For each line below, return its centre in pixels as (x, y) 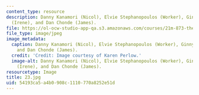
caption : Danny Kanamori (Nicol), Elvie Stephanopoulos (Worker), (95, 45)
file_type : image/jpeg (34, 34)
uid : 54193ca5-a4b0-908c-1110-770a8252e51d (61, 83)
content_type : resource (36, 12)
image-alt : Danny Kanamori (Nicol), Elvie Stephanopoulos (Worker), (98, 61)
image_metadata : (26, 39)
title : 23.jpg (24, 77)
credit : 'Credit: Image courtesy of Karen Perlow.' (77, 55)
